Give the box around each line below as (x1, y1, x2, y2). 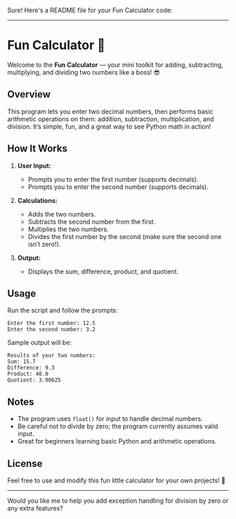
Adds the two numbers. (27, 209, 96, 218)
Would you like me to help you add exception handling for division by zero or (7, 496, 229, 505)
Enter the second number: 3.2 (7, 326, 96, 334)
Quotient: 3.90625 (7, 377, 61, 384)
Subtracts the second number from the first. (27, 217, 156, 226)
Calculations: (17, 196, 58, 204)
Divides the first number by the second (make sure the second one (27, 232, 222, 240)
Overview (7, 88, 51, 101)
